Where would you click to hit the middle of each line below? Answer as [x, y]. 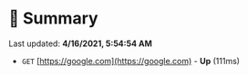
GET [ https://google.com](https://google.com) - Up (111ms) [131, 61]
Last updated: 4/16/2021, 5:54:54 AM [80, 43]
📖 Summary [53, 19]
